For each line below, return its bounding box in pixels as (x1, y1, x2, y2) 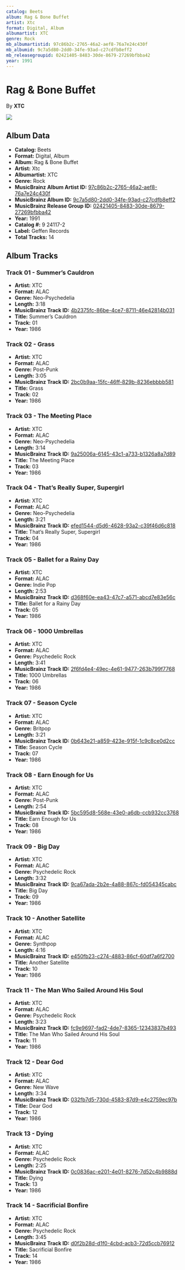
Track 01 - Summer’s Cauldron (6, 268, 94, 276)
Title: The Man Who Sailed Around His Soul (14, 1030, 120, 1038)
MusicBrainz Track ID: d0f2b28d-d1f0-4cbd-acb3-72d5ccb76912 (14, 1239, 175, 1246)
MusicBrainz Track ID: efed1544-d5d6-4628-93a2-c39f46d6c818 (14, 522, 176, 529)
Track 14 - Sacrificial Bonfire (6, 1201, 89, 1209)
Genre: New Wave (14, 1084, 60, 1091)
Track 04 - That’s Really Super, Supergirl (6, 483, 124, 492)
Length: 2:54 (14, 803, 47, 810)
